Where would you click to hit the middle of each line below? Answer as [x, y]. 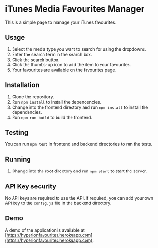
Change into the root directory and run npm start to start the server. [79, 171]
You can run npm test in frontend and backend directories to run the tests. [79, 144]
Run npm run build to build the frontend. [52, 117]
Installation [22, 85]
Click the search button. [36, 60]
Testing [17, 132]
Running [18, 159]
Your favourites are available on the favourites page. [64, 70]
